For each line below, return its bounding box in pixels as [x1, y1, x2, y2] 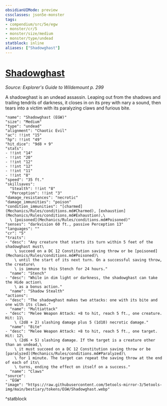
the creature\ [5, 262, 36, 267]
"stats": [5, 146, 24, 151]
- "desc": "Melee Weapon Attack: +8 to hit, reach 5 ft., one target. [5, 329, 158, 334]
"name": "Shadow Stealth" [10, 288, 65, 293]
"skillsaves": [5, 181, 36, 186]
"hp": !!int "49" [5, 137, 42, 142]
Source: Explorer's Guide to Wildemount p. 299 [5, 84, 104, 90]
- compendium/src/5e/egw [5, 21, 58, 27]
